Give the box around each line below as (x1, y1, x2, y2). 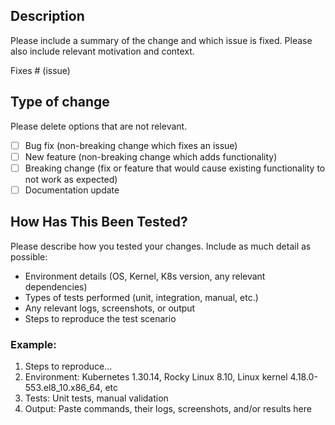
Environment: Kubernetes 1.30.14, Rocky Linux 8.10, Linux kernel (24, 370, 288, 383)
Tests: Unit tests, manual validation (24, 392, 169, 404)
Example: (10, 337, 57, 351)
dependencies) (24, 280, 88, 293)
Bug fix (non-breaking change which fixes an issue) (24, 139, 238, 151)
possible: (10, 250, 48, 263)
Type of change (10, 94, 110, 111)
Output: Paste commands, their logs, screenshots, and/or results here (24, 402, 312, 414)
